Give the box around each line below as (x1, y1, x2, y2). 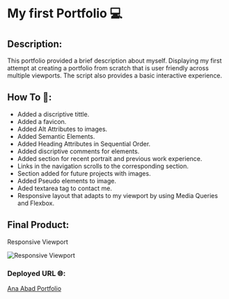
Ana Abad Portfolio (7, 284, 61, 293)
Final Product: (7, 219, 70, 231)
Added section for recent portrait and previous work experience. (17, 154, 203, 162)
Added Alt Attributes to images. (17, 125, 108, 133)
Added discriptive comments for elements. (17, 147, 140, 155)
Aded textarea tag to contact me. (17, 184, 113, 192)
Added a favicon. (17, 117, 67, 125)
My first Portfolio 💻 (7, 6, 123, 22)
